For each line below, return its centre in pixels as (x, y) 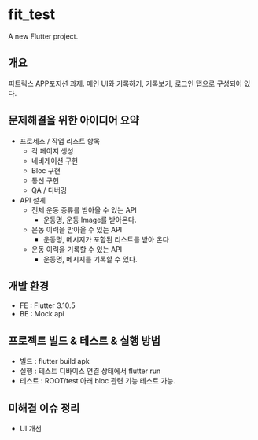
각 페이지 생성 (52, 150)
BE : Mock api (42, 314)
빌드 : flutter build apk (54, 361)
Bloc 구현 (46, 170)
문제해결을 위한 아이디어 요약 (74, 121)
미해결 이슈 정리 (44, 408)
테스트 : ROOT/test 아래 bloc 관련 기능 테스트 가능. (97, 381)
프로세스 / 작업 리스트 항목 (60, 141)
